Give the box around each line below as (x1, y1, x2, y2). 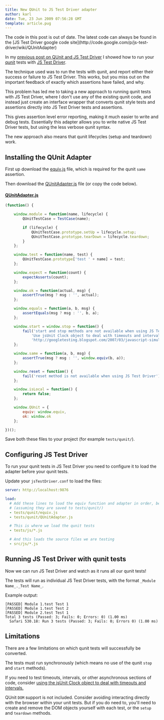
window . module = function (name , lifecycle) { (14, 212, 108, 217)
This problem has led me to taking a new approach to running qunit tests (5, 89, 151, 95)
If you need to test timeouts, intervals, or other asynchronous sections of (5, 674, 152, 680)
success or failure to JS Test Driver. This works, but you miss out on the (5, 74, 150, 80)
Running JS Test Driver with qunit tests (5, 555, 126, 563)
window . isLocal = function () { (14, 387, 78, 392)
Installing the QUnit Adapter (5, 153, 92, 162)
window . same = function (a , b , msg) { (14, 351, 91, 356)
